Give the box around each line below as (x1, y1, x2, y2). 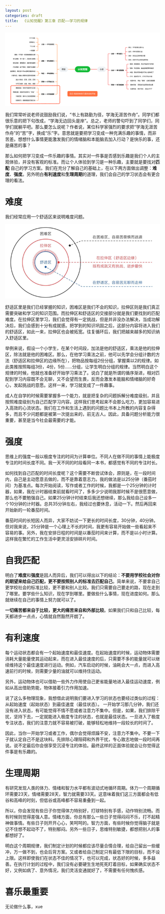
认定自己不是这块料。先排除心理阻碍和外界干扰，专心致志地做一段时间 (13, 736, 156, 742)
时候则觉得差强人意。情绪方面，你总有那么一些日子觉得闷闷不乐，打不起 (9, 814, 156, 820)
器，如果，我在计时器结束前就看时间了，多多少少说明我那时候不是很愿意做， (5, 488, 160, 494)
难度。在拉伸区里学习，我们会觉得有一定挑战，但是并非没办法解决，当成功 (5, 316, 156, 322)
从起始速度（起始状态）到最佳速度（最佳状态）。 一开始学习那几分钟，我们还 (5, 701, 159, 707)
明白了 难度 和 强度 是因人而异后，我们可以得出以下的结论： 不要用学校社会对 (5, 572, 156, 578)
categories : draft (5, 13, 43, 18)
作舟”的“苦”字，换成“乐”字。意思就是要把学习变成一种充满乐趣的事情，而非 (5, 130, 157, 136)
